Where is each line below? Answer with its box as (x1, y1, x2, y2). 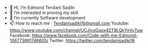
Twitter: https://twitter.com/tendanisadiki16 (49, 38, 135, 43)
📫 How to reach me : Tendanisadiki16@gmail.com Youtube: (9, 20, 130, 26)
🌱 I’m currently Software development (9, 15, 86, 20)
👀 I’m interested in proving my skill (9, 10, 79, 16)
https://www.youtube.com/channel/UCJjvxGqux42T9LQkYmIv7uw (9, 27, 143, 33)
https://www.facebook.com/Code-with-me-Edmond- (32, 32, 138, 38)
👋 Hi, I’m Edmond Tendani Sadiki (9, 5, 75, 10)
